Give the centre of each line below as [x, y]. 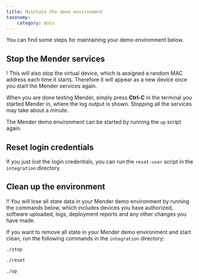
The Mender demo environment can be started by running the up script [94, 122]
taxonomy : [19, 17]
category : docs [36, 23]
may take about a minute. [37, 110]
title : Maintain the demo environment [55, 12]
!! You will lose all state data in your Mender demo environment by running [98, 201]
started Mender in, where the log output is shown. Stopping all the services [99, 104]
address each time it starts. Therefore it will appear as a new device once [97, 80]
